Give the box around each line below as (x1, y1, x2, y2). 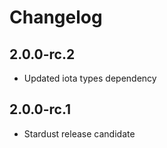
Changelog (9, 6, 103, 29)
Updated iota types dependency (23, 72, 157, 84)
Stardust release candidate (23, 127, 136, 140)
